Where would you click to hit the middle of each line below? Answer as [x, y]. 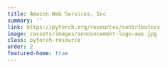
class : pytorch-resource [44, 40]
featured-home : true [38, 54]
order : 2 [20, 47]
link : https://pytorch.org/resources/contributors [84, 27]
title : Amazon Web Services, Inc [57, 14]
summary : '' [25, 21]
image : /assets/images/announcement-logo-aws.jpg [82, 34]
